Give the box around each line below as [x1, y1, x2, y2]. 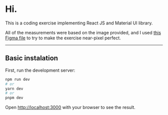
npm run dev [5, 77, 30, 82]
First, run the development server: [5, 67, 75, 73]
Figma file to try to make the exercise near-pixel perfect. [5, 35, 121, 41]
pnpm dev [5, 96, 23, 101]
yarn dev [5, 86, 23, 91]
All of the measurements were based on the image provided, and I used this [5, 29, 161, 35]
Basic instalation [5, 54, 58, 63]
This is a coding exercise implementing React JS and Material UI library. [5, 20, 153, 26]
